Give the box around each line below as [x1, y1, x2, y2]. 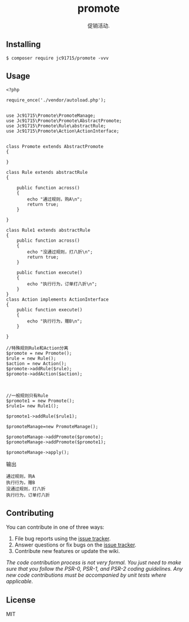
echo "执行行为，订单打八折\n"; [27, 281, 97, 287]
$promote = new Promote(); [6, 350, 72, 356]
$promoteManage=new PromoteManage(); [6, 423, 99, 429]
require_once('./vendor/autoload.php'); [6, 97, 107, 103]
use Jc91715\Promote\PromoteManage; [6, 113, 96, 119]
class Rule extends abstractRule [6, 169, 88, 175]
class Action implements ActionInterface [6, 297, 109, 302]
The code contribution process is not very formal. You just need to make [6, 559, 182, 566]
